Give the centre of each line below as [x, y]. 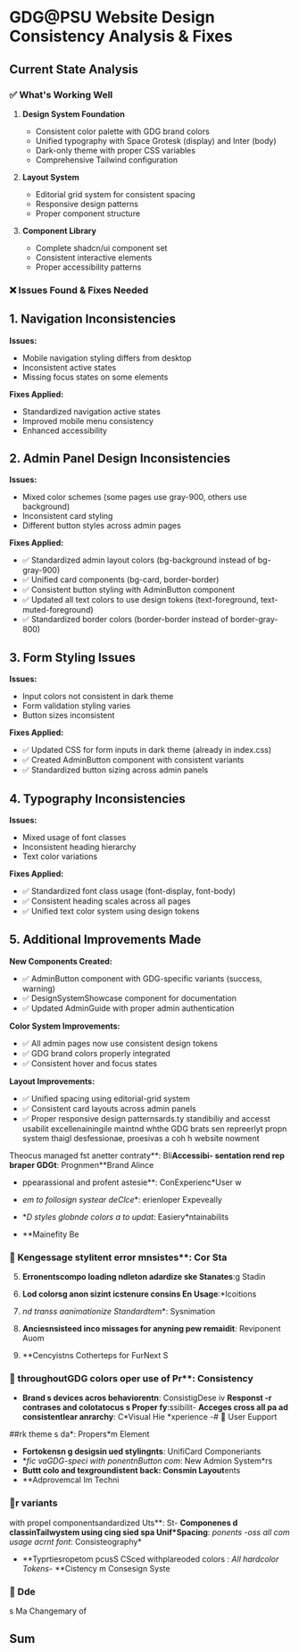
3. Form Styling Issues [72, 658]
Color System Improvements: [65, 1026]
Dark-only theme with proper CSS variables [116, 150]
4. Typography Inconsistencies [97, 799]
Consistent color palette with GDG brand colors [122, 131]
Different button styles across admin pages [101, 526]
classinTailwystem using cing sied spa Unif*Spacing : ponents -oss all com [149, 1532]
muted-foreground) [58, 610]
